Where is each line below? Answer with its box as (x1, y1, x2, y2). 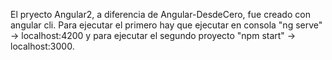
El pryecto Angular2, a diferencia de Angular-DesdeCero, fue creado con (10, 9, 311, 20)
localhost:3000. (10, 40, 75, 52)
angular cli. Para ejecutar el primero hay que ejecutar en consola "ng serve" (10, 19, 323, 31)
